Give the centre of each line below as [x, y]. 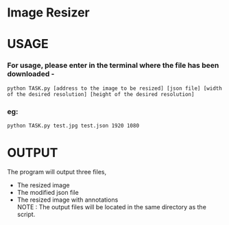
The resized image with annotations [68, 200]
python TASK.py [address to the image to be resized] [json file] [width [115, 88]
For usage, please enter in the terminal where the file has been [113, 65]
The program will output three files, [57, 171]
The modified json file [48, 192]
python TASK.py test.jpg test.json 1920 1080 [73, 126]
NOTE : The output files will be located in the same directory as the [112, 206]
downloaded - [31, 74]
